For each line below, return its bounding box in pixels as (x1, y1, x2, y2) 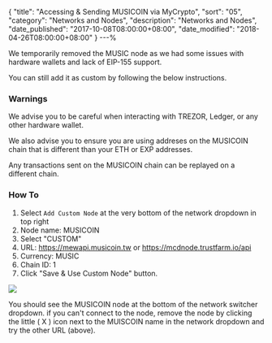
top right (19, 216, 50, 226)
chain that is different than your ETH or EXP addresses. (8, 145, 193, 154)
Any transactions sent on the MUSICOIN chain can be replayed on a (8, 160, 235, 170)
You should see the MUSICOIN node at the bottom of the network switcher (8, 299, 258, 309)
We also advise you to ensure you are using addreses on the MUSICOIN (8, 136, 249, 145)
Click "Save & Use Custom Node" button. (19, 268, 158, 278)
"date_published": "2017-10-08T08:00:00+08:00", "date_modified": (8, 24, 235, 33)
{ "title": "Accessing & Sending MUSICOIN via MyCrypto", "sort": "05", (8, 7, 243, 16)
